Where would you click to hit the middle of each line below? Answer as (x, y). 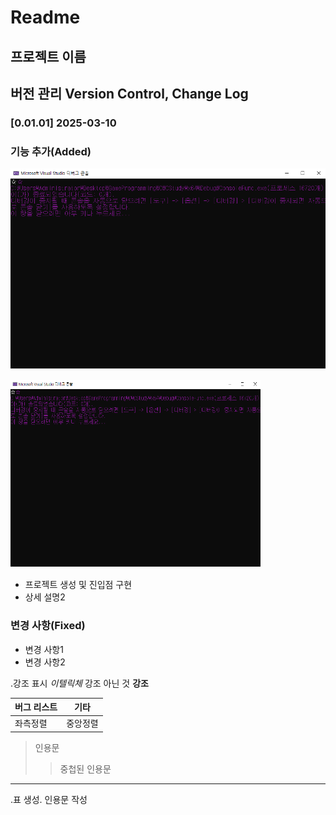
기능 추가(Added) (51, 151)
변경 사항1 (44, 649)
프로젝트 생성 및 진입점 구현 (78, 585)
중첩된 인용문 (85, 768)
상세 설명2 (45, 597)
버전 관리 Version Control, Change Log (129, 93)
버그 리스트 (36, 707)
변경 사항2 (45, 662)
